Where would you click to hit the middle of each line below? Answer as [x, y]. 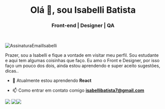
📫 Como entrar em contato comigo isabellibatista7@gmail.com [78, 90]
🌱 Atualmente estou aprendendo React [52, 80]
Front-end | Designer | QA [83, 26]
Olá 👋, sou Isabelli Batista [83, 10]
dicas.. [12, 71]
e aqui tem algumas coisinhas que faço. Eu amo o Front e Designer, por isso [82, 61]
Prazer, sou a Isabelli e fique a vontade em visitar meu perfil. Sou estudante [82, 55]
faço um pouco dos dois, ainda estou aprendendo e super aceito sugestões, [83, 66]
